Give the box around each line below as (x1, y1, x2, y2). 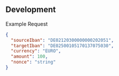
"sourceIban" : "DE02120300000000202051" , (11, 37, 114, 43)
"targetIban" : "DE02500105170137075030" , (11, 42, 114, 49)
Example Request (5, 20, 48, 27)
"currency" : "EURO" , (11, 48, 61, 54)
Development (5, 5, 57, 15)
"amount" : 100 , (11, 54, 48, 60)
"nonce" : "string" (11, 59, 57, 65)
